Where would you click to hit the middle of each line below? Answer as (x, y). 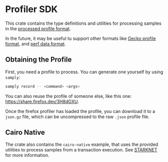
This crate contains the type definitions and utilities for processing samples (83, 23)
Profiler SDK (32, 9)
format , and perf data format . (36, 43)
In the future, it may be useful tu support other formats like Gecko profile (81, 38)
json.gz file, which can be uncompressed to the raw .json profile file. (77, 117)
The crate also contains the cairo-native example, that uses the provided (82, 144)
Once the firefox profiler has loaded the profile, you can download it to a (80, 111)
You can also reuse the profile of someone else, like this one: (69, 96)
